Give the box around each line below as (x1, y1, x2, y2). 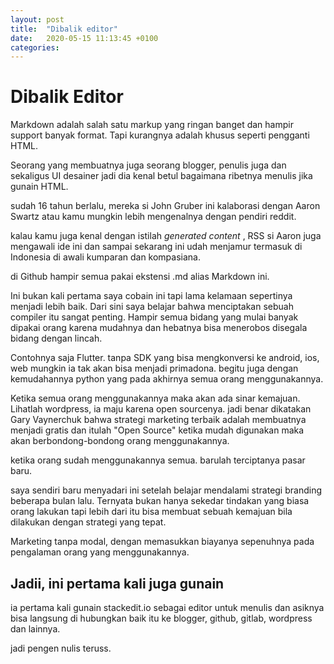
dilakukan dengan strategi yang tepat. (10, 516, 167, 528)
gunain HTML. (10, 181, 69, 193)
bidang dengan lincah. (10, 332, 103, 345)
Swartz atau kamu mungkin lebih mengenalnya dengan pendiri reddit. (10, 211, 297, 223)
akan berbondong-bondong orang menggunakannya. (10, 435, 230, 447)
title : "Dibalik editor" (10, 24, 118, 34)
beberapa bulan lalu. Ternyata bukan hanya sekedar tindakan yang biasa (10, 495, 310, 507)
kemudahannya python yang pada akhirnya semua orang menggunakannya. (10, 373, 324, 385)
